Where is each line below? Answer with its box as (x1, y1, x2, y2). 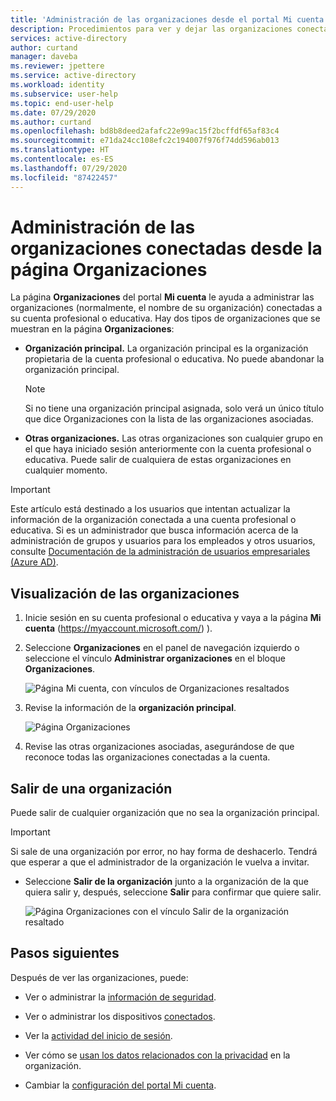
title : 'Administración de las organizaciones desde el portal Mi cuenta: (10, 14, 329, 25)
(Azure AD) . (10, 556, 59, 568)
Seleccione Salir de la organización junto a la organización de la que (24, 876, 309, 888)
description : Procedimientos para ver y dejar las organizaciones (10, 24, 293, 34)
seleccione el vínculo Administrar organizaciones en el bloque (24, 652, 286, 665)
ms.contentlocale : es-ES (10, 154, 114, 164)
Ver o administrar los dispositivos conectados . (24, 1010, 216, 1022)
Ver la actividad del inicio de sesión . (24, 1029, 173, 1041)
